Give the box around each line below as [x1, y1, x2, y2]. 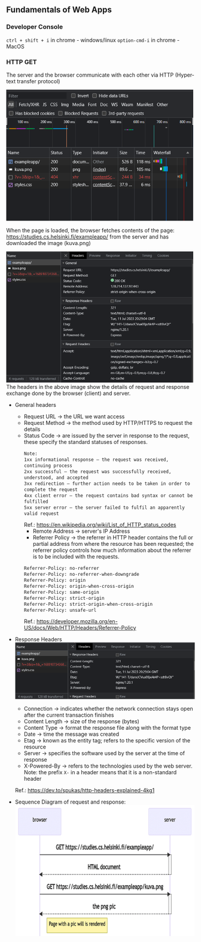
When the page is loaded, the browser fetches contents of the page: [6, 227, 175, 234]
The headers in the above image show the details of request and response [6, 383, 190, 390]
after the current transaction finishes [23, 711, 114, 718]
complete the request [23, 487, 78, 493]
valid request [23, 511, 59, 517]
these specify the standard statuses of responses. [23, 438, 148, 445]
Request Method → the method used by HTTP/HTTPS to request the [23, 419, 193, 426]
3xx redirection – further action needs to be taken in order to [23, 481, 190, 487]
